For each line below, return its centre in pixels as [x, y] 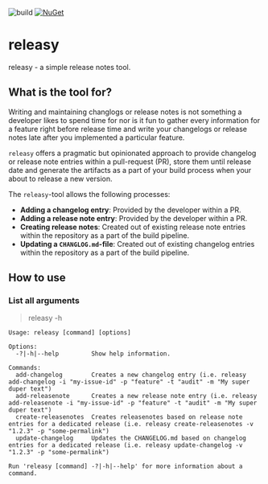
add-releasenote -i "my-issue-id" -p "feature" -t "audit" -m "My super [133, 403]
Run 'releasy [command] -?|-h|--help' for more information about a [126, 466]
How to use [37, 278]
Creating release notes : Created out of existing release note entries [133, 227]
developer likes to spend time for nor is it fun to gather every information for [134, 120]
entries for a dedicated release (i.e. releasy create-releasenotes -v [131, 425]
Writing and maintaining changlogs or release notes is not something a [125, 112]
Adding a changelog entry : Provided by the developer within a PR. [130, 210]
